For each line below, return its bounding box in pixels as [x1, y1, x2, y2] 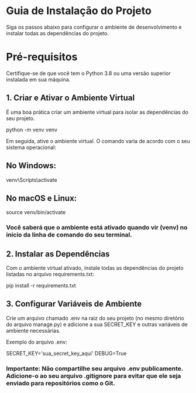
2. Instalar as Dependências [6, 249, 110, 259]
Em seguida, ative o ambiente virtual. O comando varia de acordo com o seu [6, 137, 190, 144]
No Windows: [6, 161, 57, 171]
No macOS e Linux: [6, 193, 77, 203]
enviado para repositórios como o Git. [6, 379, 116, 387]
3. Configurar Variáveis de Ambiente [6, 299, 142, 309]
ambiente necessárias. [6, 327, 61, 334]
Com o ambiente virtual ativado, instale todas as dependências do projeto [6, 265, 184, 272]
